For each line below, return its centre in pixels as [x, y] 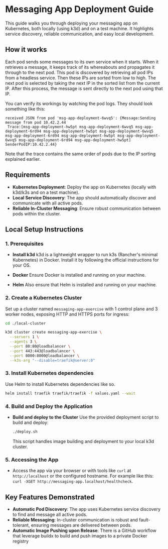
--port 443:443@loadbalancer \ [42, 351]
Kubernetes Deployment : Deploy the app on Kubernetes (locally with [84, 187]
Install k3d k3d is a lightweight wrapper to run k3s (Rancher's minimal [85, 255]
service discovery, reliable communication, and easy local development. [80, 34]
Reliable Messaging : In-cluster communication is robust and [75, 520]
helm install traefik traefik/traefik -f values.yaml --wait [70, 393]
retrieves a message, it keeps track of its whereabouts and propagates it [80, 67]
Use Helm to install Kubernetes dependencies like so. [60, 384]
